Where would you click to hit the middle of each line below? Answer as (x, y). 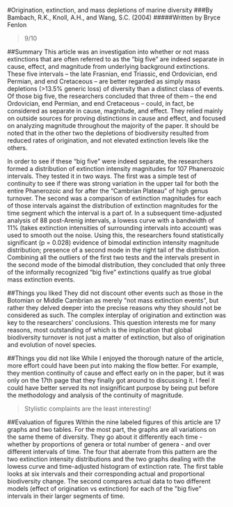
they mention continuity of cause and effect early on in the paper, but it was (116, 373)
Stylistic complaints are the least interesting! (88, 409)
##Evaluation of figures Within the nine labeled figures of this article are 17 (114, 422)
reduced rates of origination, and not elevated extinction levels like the (108, 140)
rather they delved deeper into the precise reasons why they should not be (114, 308)
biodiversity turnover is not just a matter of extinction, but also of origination (116, 337)
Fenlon (17, 25)
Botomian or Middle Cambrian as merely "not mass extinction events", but (113, 300)
